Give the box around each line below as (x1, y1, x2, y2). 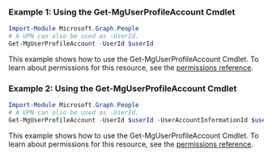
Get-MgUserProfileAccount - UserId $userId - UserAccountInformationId (8, 116, 249, 124)
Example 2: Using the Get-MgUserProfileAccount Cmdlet (8, 83, 237, 94)
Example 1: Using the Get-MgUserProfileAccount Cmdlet (8, 6, 236, 18)
